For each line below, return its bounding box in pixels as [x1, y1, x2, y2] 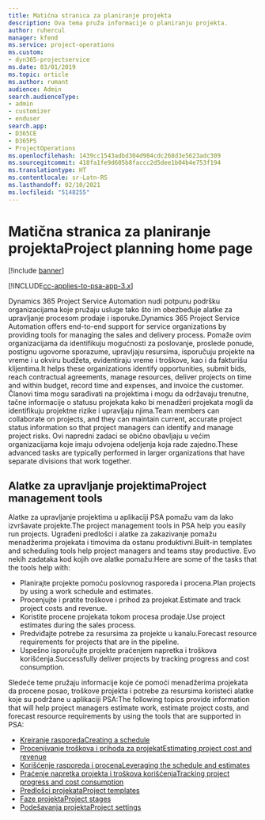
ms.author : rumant [8, 78, 69, 86]
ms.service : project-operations [8, 41, 115, 49]
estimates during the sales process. [19, 620, 136, 630]
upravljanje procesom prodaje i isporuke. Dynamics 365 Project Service [8, 313, 240, 322]
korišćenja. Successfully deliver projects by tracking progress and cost [19, 654, 249, 664]
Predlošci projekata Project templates [19, 786, 140, 795]
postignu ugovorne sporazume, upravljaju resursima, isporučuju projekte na [8, 346, 256, 357]
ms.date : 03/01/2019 [8, 63, 77, 71]
